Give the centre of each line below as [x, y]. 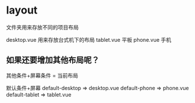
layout [22, 10]
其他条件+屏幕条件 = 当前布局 [42, 75]
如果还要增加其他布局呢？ [53, 60]
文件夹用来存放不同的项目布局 [42, 27]
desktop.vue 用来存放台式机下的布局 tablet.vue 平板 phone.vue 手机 [89, 39]
